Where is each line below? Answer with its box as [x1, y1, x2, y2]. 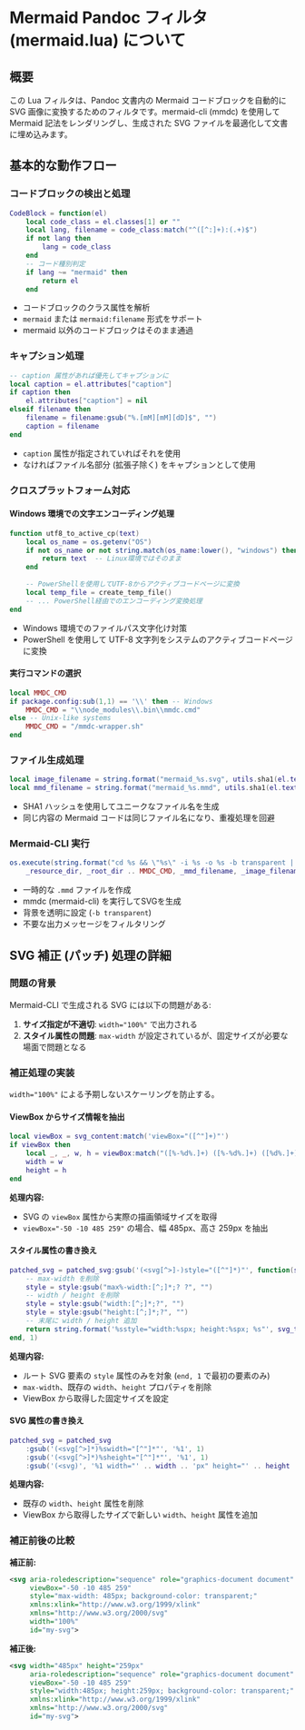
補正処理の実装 [9, 1066, 75, 1079]
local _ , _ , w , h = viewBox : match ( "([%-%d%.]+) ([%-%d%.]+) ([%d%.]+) [25, 1149, 299, 1158]
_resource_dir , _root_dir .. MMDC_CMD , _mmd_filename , [25, 867, 238, 876]
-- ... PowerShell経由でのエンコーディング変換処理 [25, 596, 202, 606]
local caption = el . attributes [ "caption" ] [9, 380, 172, 389]
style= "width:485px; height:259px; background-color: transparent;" [29, 1686, 295, 1695]
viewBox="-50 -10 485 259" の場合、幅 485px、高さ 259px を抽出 [22, 1222, 269, 1233]
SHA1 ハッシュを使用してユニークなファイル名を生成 [22, 801, 220, 812]
